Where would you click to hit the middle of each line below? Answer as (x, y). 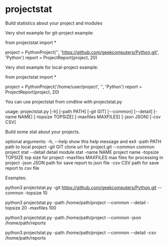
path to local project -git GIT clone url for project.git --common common (80, 147)
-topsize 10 (36, 193)
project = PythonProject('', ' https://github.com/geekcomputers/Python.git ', (82, 52)
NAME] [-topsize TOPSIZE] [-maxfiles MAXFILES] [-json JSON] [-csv (89, 117)
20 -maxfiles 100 (39, 208)
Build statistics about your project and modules (54, 23)
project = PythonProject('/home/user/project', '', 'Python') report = (74, 87)
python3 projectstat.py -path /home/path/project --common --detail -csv (81, 232)
